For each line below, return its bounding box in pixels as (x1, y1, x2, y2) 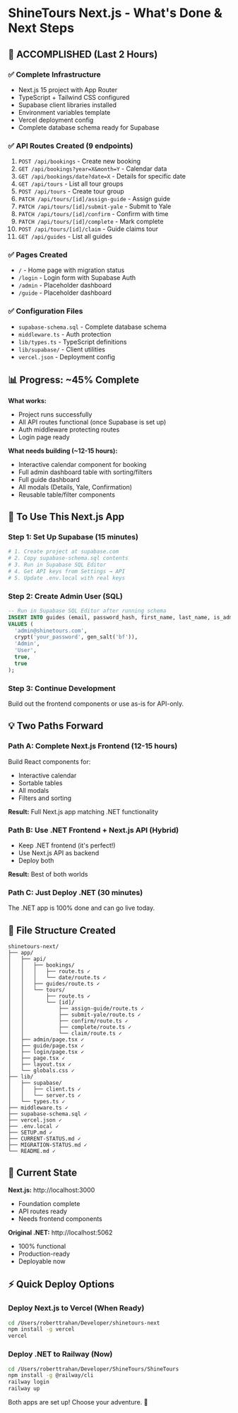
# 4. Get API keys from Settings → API (8, 568, 126, 575)
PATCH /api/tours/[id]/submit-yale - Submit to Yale (18, 202, 172, 210)
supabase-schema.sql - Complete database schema (18, 322, 167, 331)
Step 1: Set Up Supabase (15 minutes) (8, 531, 138, 541)
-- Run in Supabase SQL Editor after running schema (8, 607, 167, 614)
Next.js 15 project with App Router (18, 85, 118, 94)
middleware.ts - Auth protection (18, 330, 112, 338)
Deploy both (18, 856, 54, 865)
